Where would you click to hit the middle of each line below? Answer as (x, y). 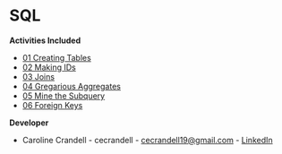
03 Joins (38, 76)
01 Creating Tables (56, 57)
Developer (29, 123)
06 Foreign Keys (52, 105)
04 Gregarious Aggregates (71, 86)
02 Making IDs (49, 67)
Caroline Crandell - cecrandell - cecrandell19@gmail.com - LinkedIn (147, 140)
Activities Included (45, 40)
